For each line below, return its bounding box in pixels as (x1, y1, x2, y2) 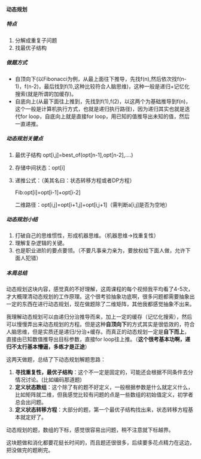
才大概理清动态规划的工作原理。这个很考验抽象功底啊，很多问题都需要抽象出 (6, 293, 195, 300)
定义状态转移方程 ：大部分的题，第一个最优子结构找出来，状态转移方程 (14, 406, 188, 413)
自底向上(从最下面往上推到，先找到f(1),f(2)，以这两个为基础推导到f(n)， (14, 98, 191, 105)
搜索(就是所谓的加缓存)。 (14, 90, 77, 97)
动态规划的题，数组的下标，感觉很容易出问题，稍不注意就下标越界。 (6, 426, 174, 434)
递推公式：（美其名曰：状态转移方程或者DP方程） (14, 177, 135, 184)
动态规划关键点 (6, 135, 43, 142)
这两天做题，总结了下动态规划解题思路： (6, 356, 106, 363)
